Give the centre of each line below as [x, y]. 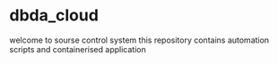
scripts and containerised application [78, 49]
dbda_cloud [54, 16]
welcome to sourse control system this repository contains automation [139, 40]
